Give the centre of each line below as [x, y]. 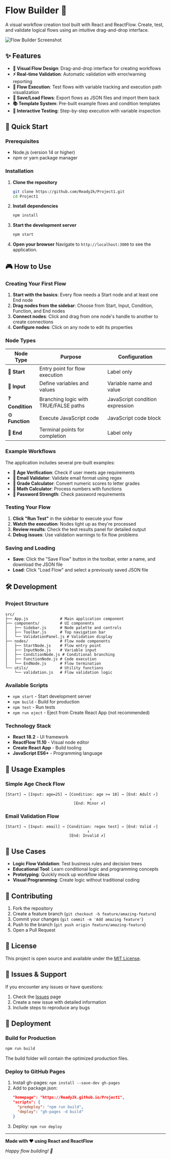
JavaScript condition [132, 399]
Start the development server [45, 225]
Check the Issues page [37, 997]
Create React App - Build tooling [47, 748]
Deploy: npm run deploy [37, 1126]
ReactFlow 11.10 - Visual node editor [51, 742]
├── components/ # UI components [50, 623]
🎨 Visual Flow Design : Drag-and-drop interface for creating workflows [87, 68]
